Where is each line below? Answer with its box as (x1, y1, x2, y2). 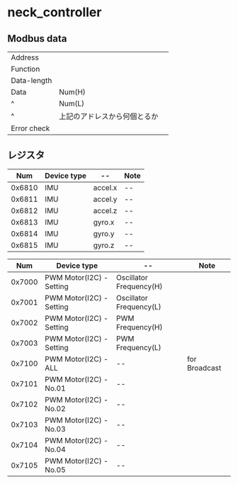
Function (11, 64, 40, 74)
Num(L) (59, 99, 85, 108)
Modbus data (7, 33, 67, 45)
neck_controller (7, 4, 102, 21)
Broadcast (186, 363, 222, 373)
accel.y (93, 194, 118, 204)
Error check (11, 123, 50, 133)
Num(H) (59, 87, 86, 96)
